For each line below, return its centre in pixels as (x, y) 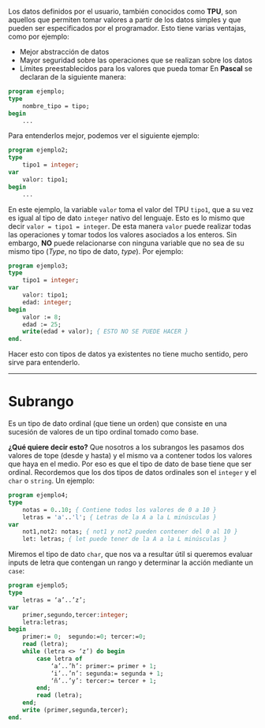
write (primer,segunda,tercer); (75, 710)
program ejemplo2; (38, 150)
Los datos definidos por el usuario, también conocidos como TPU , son (123, 11)
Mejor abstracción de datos (64, 52)
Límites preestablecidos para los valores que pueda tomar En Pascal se (136, 69)
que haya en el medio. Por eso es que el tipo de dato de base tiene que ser (130, 464)
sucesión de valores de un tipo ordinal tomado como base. (103, 432)
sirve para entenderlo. (44, 363)
